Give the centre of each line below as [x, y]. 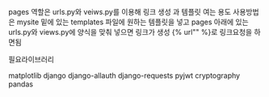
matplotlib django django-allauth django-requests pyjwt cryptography [124, 76]
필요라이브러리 [32, 59]
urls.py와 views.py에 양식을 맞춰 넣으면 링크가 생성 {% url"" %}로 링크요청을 [130, 32]
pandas [21, 84]
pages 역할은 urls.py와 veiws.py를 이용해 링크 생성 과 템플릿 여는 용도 [120, 12]
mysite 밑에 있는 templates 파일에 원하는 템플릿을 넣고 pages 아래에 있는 [132, 22]
